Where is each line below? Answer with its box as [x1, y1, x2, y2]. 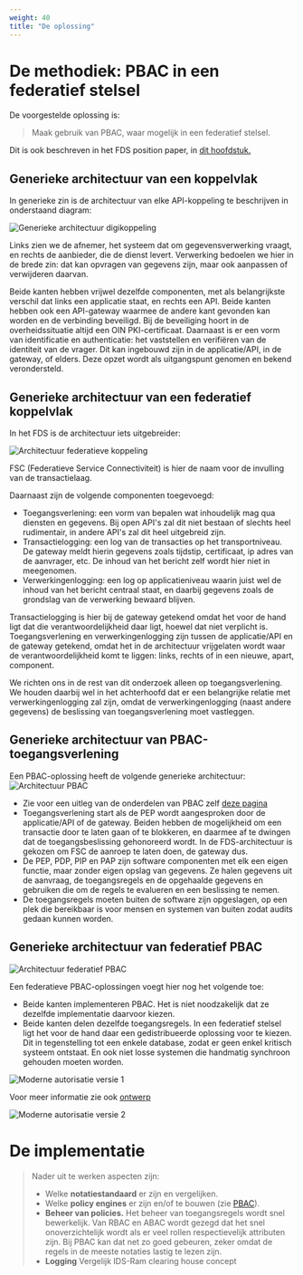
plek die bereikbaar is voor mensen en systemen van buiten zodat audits [22, 903, 294, 915]
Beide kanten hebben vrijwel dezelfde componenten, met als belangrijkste [9, 286, 286, 297]
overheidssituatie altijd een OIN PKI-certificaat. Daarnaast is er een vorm [9, 325, 280, 336]
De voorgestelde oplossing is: [9, 110, 120, 120]
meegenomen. [22, 565, 77, 576]
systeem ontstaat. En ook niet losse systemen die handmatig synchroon [22, 1047, 291, 1058]
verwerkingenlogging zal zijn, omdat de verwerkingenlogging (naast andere [9, 696, 292, 707]
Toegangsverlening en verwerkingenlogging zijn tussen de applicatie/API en [9, 631, 294, 642]
